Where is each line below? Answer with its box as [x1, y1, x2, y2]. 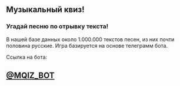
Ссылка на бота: [6, 53, 48, 61]
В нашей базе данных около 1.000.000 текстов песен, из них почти [6, 35, 175, 43]
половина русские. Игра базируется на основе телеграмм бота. [6, 42, 168, 49]
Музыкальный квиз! [6, 5, 85, 15]
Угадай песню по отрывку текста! [6, 22, 109, 31]
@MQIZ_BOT [6, 71, 55, 81]
